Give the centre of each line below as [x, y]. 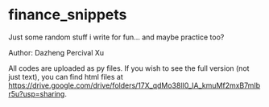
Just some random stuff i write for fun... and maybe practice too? [116, 37]
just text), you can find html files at [66, 76]
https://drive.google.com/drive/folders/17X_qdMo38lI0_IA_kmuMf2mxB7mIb [134, 85]
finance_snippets [68, 15]
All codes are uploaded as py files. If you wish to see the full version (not [129, 68]
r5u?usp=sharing [37, 93]
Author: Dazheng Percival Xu [56, 52]
